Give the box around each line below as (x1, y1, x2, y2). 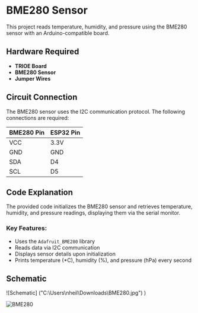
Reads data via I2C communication (14, 244, 100, 251)
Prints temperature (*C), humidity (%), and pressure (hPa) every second (14, 256, 192, 264)
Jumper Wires (14, 75, 51, 82)
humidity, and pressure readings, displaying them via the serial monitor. (6, 209, 181, 216)
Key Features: (6, 224, 47, 232)
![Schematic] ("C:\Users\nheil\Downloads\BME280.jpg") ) (6, 289, 146, 296)
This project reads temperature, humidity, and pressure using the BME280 (6, 23, 187, 30)
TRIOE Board (14, 62, 47, 69)
